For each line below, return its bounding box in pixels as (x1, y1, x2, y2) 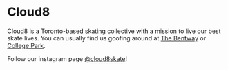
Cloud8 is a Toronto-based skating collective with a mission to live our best (7, 27, 221, 35)
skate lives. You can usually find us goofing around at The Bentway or (7, 34, 206, 42)
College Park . (7, 41, 46, 49)
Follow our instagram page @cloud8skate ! (7, 54, 128, 62)
